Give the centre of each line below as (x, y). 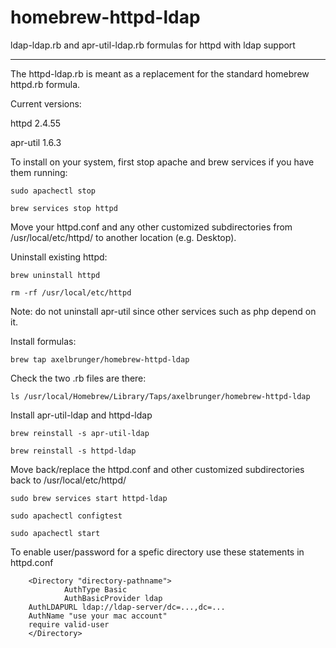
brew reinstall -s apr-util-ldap (80, 433)
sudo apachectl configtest (66, 516)
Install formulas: (43, 341)
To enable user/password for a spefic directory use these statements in (157, 552)
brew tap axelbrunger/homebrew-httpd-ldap (100, 359)
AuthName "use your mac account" (98, 616)
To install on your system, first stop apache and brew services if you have (162, 162)
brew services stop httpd (64, 208)
